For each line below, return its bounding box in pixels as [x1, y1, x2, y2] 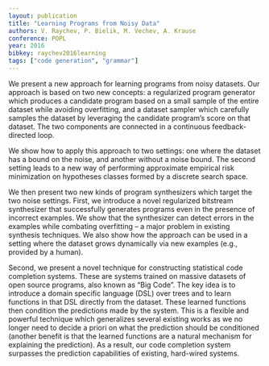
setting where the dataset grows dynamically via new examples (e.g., [8, 239, 238, 248]
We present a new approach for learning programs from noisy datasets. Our [8, 78, 260, 89]
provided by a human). [8, 247, 84, 256]
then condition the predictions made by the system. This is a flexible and [8, 306, 250, 315]
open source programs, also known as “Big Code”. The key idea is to [8, 280, 236, 289]
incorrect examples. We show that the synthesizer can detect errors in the [8, 213, 255, 223]
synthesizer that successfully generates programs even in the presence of [8, 204, 255, 214]
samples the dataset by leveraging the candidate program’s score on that [8, 113, 251, 123]
